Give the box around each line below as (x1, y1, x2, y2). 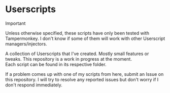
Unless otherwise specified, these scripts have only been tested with (5, 30, 150, 36)
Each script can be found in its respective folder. (5, 61, 107, 67)
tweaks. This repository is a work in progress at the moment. (5, 56, 132, 62)
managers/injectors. (5, 40, 47, 46)
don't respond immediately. (5, 82, 62, 88)
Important (5, 20, 26, 26)
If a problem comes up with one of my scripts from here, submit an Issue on (5, 71, 164, 77)
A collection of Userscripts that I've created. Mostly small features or (5, 51, 149, 57)
